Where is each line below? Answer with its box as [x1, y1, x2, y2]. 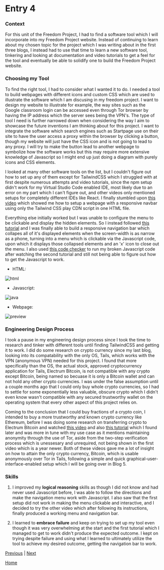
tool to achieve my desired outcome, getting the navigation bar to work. [12, 541, 157, 547]
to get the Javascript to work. [5, 256, 65, 262]
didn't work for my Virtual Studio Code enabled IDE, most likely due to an [5, 184, 153, 190]
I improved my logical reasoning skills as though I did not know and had [12, 484, 159, 491]
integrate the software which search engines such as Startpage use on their [5, 128, 159, 134]
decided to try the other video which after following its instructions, [12, 505, 148, 511]
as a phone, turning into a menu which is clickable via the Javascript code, [5, 235, 156, 241]
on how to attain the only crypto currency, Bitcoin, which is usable [5, 451, 139, 457]
